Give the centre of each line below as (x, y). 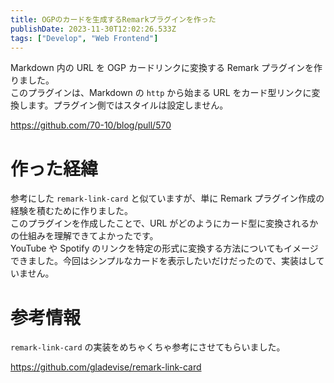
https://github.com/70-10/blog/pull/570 (91, 125)
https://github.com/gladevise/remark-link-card (106, 367)
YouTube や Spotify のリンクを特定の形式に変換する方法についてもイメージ (164, 248)
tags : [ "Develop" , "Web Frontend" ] (84, 38)
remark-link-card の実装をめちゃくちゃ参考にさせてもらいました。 (148, 347)
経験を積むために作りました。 (71, 211)
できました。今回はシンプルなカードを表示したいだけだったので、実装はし (163, 261)
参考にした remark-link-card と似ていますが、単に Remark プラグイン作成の (167, 198)
